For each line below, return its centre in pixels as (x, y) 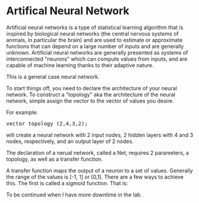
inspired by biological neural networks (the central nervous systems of (93, 33)
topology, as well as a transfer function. (54, 159)
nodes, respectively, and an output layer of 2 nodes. (70, 141)
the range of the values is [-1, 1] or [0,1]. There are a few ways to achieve (95, 177)
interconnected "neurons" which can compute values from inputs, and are (97, 59)
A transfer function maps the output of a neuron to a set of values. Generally (99, 170)
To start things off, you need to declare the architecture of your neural (91, 88)
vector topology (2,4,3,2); (47, 123)
